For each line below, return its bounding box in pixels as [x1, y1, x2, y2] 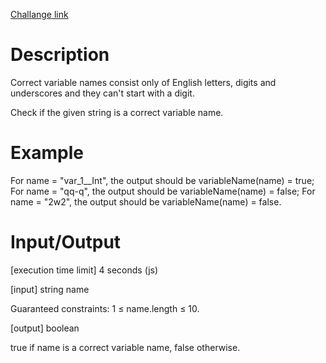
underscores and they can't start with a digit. [10, 87, 195, 99]
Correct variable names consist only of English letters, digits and [10, 76, 277, 88]
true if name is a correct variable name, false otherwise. [10, 341, 241, 353]
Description [10, 44, 110, 66]
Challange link [10, 9, 69, 20]
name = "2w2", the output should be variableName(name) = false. [10, 195, 282, 208]
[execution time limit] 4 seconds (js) [10, 264, 159, 276]
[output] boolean [10, 322, 80, 334]
